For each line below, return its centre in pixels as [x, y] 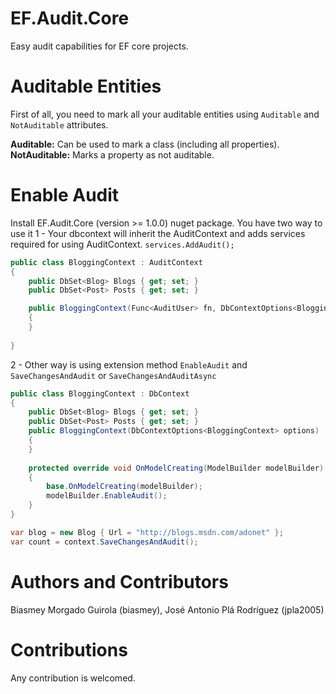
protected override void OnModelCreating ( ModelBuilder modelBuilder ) [176, 468]
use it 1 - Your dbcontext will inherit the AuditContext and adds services [158, 233]
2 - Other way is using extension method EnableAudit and [129, 364]
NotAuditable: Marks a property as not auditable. [112, 154]
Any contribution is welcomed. [73, 678]
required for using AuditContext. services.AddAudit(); [122, 244]
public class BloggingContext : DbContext [100, 393]
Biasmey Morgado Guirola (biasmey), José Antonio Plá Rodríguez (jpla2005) [167, 609]
